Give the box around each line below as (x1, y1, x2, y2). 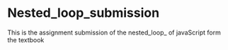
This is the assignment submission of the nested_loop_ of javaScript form (7, 28, 221, 37)
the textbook (7, 35, 45, 44)
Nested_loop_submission (7, 5, 160, 21)
